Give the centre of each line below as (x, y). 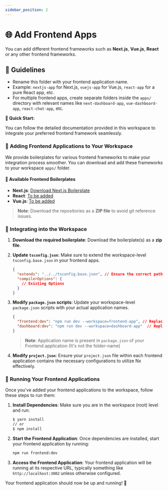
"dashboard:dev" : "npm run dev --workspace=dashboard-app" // (84, 326)
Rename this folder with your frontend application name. (70, 82)
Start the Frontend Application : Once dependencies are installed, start (86, 438)
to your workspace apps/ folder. (38, 168)
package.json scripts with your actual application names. (70, 308)
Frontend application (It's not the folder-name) (73, 346)
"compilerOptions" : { (40, 279)
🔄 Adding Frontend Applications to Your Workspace (69, 146)
